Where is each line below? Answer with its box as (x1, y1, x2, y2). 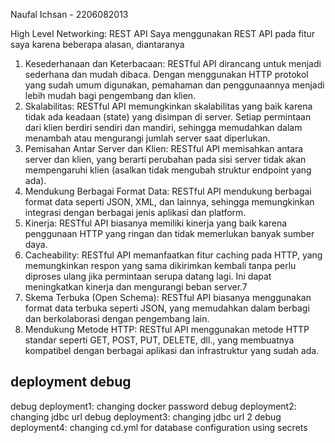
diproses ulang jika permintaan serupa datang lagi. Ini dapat (24, 270, 272, 282)
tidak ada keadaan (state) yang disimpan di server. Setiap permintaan (24, 111, 312, 123)
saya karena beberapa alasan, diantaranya (10, 39, 185, 50)
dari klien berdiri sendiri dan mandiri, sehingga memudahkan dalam (24, 122, 303, 133)
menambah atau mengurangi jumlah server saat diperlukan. (24, 132, 271, 144)
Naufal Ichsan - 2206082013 (10, 9, 129, 20)
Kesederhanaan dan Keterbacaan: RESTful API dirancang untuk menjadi (24, 58, 322, 69)
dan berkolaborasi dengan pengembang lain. (24, 313, 210, 324)
